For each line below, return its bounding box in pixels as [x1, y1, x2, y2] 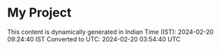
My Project [7, 5, 72, 21]
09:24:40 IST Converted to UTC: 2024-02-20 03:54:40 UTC [7, 35, 181, 43]
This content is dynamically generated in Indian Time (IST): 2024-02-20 [7, 28, 214, 36]
